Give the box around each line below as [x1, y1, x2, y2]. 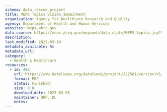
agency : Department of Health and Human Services [5, 21, 110, 26]
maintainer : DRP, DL [14, 95, 57, 100]
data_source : [5, 30, 32, 35]
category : [5, 53, 26, 58]
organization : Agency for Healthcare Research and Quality [5, 16, 130, 21]
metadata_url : [5, 49, 35, 54]
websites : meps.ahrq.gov [5, 26, 57, 31]
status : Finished [14, 81, 50, 86]
